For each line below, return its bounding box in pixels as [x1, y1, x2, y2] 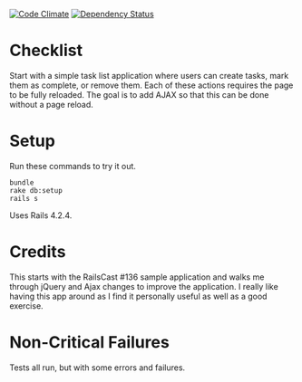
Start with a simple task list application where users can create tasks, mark [9, 70, 289, 81]
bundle [9, 177, 34, 187]
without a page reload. [9, 99, 93, 110]
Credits [9, 242, 66, 263]
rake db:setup [9, 186, 63, 195]
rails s [9, 194, 39, 203]
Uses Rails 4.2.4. [9, 209, 73, 221]
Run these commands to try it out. [9, 160, 136, 171]
